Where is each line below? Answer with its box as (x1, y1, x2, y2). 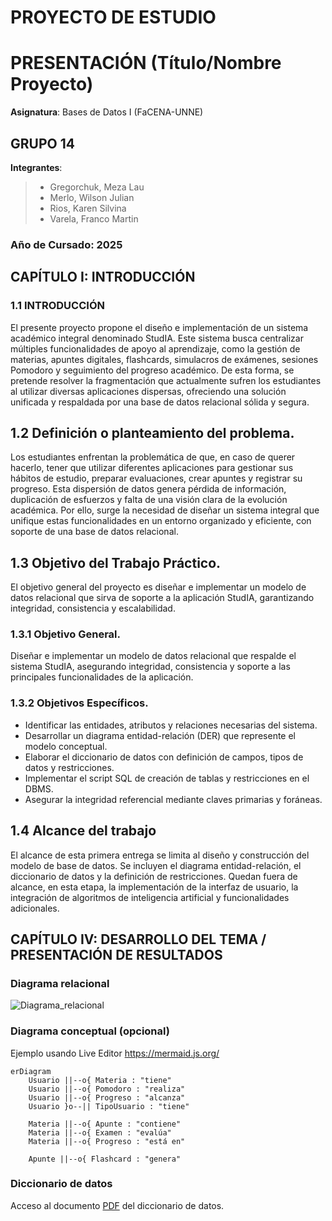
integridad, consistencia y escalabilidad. (10, 602, 176, 615)
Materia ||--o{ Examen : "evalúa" (28, 1127, 172, 1138)
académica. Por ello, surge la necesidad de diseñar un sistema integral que (10, 504, 320, 516)
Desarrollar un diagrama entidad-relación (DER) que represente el (24, 729, 296, 741)
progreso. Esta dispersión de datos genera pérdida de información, (10, 483, 287, 495)
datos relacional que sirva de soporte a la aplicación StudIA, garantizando (10, 592, 315, 604)
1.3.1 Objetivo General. (10, 627, 121, 641)
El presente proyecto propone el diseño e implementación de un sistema (10, 321, 309, 333)
